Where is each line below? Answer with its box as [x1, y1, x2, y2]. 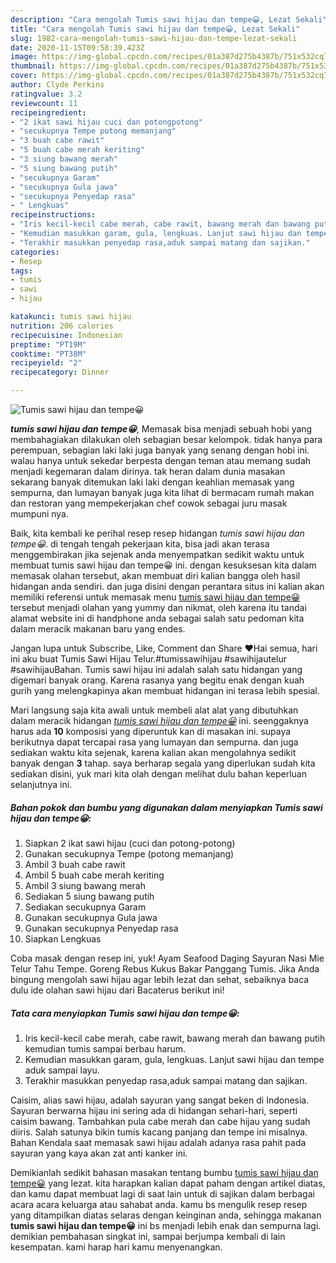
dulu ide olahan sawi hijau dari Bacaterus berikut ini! [10, 984, 225, 996]
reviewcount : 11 [10, 98, 78, 108]
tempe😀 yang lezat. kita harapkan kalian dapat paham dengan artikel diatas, [10, 1177, 326, 1189]
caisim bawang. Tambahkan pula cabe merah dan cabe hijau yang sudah [10, 1115, 311, 1127]
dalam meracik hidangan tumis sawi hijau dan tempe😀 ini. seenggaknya [10, 715, 309, 726]
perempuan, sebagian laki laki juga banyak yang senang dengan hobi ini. [10, 444, 310, 456]
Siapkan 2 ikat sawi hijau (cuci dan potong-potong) [24, 837, 236, 849]
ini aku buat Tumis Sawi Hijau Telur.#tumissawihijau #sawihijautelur [10, 653, 288, 665]
